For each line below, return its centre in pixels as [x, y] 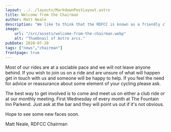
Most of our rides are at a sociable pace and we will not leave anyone [78, 67]
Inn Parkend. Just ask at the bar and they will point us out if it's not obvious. [85, 104]
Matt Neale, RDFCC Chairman [36, 124]
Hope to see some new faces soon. [42, 114]
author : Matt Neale [26, 19]
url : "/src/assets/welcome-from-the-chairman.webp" [70, 34]
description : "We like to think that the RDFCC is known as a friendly [83, 24]
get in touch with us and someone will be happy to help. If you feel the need [85, 78]
